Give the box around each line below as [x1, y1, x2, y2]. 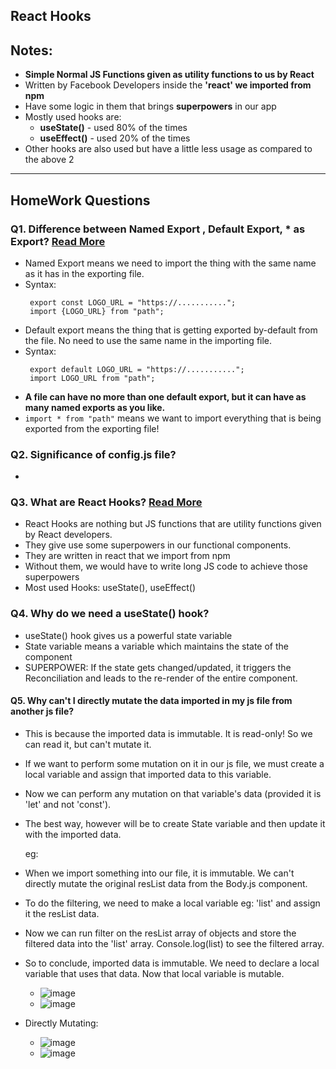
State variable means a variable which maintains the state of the [24, 640, 289, 652]
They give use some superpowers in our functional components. [24, 539, 292, 551]
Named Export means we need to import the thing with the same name [24, 257, 317, 269]
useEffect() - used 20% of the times [39, 132, 191, 144]
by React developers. [24, 529, 113, 541]
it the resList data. [24, 907, 100, 919]
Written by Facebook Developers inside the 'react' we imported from [24, 79, 312, 91]
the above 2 [24, 154, 75, 166]
